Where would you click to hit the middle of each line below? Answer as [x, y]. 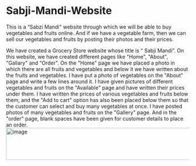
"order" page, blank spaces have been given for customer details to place [95, 118]
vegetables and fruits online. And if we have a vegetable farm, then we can [96, 33]
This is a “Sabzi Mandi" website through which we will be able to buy [89, 27]
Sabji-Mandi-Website [59, 11]
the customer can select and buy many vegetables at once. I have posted [94, 106]
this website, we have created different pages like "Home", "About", [87, 56]
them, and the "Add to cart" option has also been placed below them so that [97, 100]
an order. [17, 125]
